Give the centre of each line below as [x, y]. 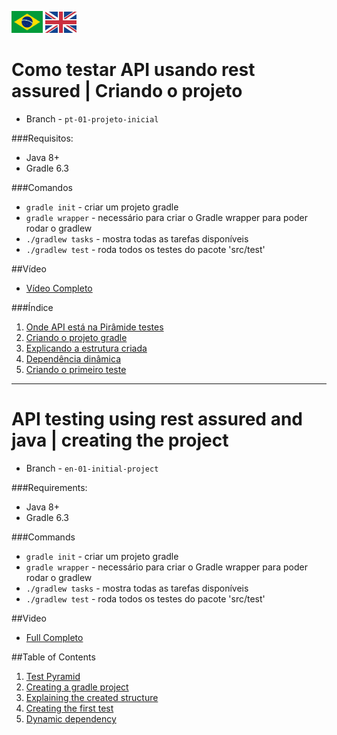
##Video [29, 618]
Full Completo [54, 637]
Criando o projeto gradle [76, 337]
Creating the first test [69, 708]
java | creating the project [120, 440]
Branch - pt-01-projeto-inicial [92, 118]
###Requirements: [49, 487]
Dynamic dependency [71, 718]
